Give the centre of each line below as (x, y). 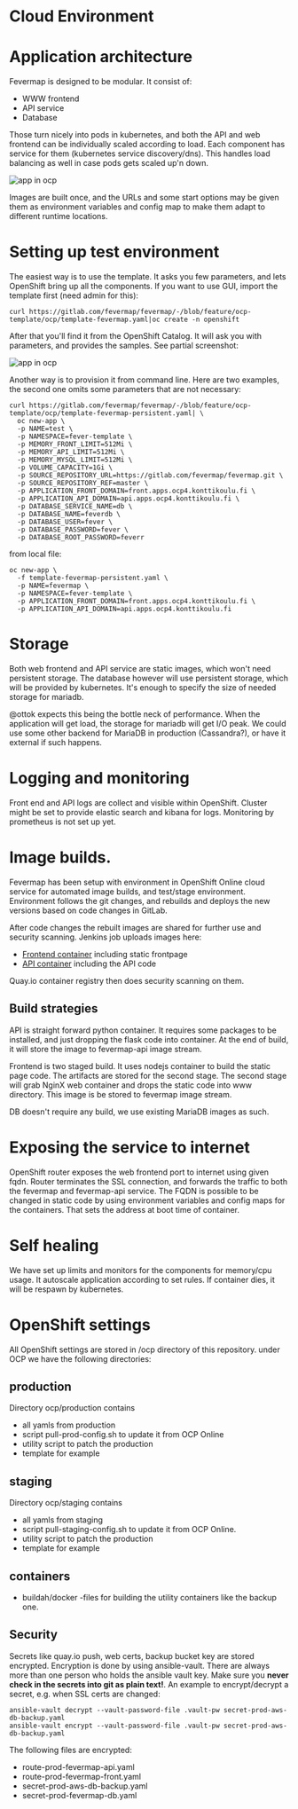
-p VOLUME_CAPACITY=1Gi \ (65, 468)
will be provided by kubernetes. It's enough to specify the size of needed (143, 688)
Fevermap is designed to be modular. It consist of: (101, 82)
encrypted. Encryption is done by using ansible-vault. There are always (140, 1665)
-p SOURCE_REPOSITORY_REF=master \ (83, 484)
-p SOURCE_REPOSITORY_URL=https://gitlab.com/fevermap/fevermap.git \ (150, 476)
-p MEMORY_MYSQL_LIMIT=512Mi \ (75, 460)
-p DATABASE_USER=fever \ (65, 522)
